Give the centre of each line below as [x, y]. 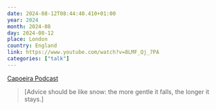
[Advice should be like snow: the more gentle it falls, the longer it [117, 91]
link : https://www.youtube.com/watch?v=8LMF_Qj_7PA [83, 53]
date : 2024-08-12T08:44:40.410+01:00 [62, 13]
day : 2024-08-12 [30, 33]
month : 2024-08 [29, 26]
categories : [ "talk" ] [38, 59]
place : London [28, 39]
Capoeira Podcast [33, 78]
